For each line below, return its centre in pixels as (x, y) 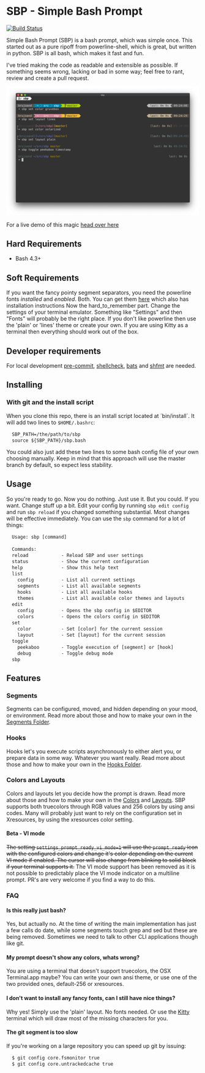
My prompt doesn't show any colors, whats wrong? (73, 957)
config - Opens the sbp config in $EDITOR (84, 610)
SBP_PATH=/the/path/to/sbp (46, 434)
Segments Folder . (28, 722)
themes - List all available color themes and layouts (101, 598)
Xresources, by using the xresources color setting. (70, 819)
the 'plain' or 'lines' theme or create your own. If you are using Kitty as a (97, 325)
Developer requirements (54, 351)
